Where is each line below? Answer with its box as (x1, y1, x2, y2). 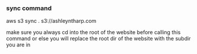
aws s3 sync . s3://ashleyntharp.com (6, 18, 97, 25)
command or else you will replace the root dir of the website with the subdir (6, 35, 191, 42)
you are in (6, 41, 31, 48)
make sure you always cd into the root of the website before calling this (6, 29, 181, 36)
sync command (6, 4, 52, 12)
